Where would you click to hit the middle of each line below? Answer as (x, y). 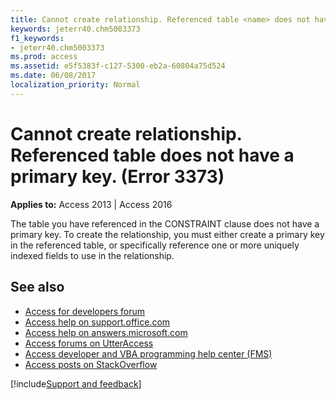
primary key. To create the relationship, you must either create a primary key (167, 234)
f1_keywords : (37, 38)
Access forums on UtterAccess (89, 343)
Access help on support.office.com (97, 322)
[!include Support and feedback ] (76, 383)
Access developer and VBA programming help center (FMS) (148, 353)
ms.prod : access (44, 57)
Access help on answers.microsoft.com (106, 332)
